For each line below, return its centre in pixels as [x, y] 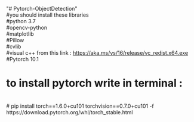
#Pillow [15, 40]
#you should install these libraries [47, 15]
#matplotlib [20, 34]
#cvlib [14, 46]
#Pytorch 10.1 [22, 59]
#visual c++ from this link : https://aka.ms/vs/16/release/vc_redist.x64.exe [97, 53]
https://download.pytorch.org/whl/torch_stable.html [70, 112]
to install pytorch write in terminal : [95, 83]
